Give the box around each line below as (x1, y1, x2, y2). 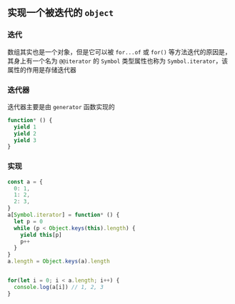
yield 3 (14, 136, 37, 144)
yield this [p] (20, 231, 62, 238)
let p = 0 (14, 218, 43, 225)
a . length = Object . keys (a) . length (7, 258, 111, 265)
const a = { (7, 178, 43, 186)
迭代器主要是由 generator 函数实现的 (7, 102, 116, 111)
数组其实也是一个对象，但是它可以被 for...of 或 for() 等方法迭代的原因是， (7, 47, 231, 56)
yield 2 (14, 130, 37, 137)
